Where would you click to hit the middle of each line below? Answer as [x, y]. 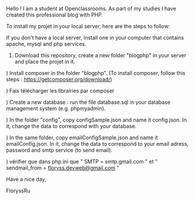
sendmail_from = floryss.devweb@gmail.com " [63, 168]
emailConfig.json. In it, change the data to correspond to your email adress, [98, 144]
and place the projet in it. [45, 62]
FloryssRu [18, 191]
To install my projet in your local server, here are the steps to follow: [88, 26]
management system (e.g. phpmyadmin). [56, 108]
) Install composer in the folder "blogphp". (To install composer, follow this [96, 73]
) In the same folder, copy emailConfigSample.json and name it [82, 137]
